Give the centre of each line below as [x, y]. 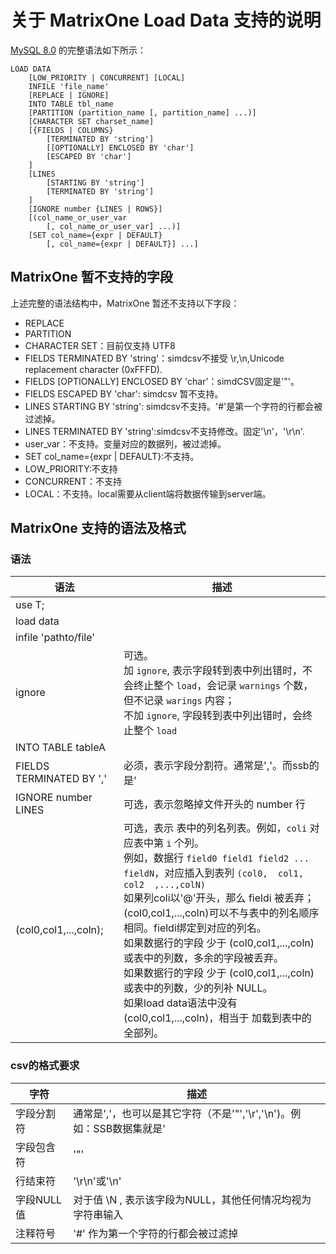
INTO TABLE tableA [60, 748]
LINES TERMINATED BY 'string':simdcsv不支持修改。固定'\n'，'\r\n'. [164, 431]
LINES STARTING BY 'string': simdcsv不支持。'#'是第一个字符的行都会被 [173, 406]
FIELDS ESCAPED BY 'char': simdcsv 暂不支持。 [124, 393]
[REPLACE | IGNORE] [69, 95]
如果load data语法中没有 [180, 1003]
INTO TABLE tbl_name [71, 104]
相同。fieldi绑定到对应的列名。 [195, 928]
